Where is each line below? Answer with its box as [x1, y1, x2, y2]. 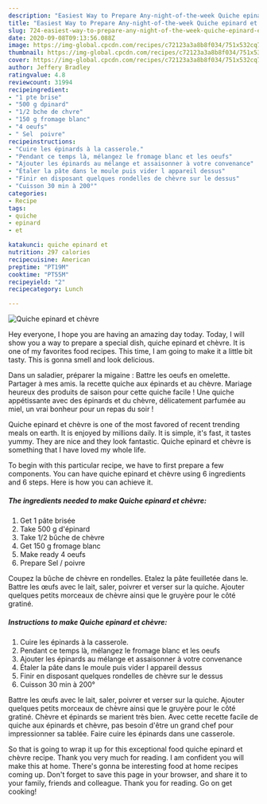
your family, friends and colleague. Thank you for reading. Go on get [8, 779, 233, 788]
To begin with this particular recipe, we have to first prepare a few [8, 461, 224, 470]
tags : [8, 204, 26, 212]
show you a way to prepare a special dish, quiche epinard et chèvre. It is [8, 338, 246, 347]
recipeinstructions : [8, 137, 77, 146]
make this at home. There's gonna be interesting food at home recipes [8, 762, 238, 771]
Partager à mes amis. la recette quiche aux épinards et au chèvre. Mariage [8, 379, 253, 389]
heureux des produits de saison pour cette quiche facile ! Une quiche [8, 387, 234, 397]
